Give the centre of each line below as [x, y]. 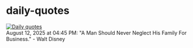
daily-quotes [38, 11]
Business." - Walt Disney [36, 39]
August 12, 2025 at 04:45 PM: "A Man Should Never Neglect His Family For [96, 32]
